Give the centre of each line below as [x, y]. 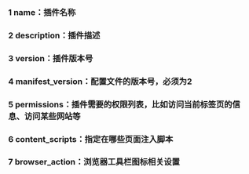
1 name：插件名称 [42, 12]
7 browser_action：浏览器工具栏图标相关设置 [94, 162]
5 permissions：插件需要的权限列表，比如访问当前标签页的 [120, 104]
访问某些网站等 [52, 116]
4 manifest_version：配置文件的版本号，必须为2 [100, 82]
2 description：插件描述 [54, 35]
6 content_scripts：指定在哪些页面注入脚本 [91, 139]
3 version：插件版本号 [51, 58]
